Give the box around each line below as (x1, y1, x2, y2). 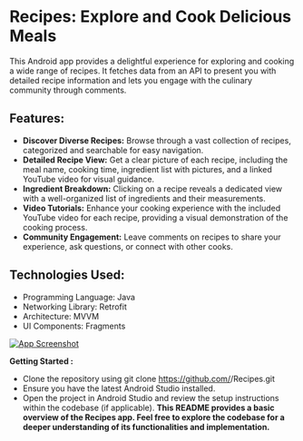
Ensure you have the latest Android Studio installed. (22, 383, 216, 394)
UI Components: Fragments (22, 320, 126, 331)
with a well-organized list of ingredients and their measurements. (22, 192, 266, 203)
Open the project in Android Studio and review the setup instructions (22, 392, 279, 403)
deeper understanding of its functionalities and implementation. (22, 421, 270, 432)
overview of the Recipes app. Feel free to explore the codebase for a (22, 411, 286, 423)
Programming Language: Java (22, 291, 136, 302)
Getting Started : (9, 356, 74, 367)
